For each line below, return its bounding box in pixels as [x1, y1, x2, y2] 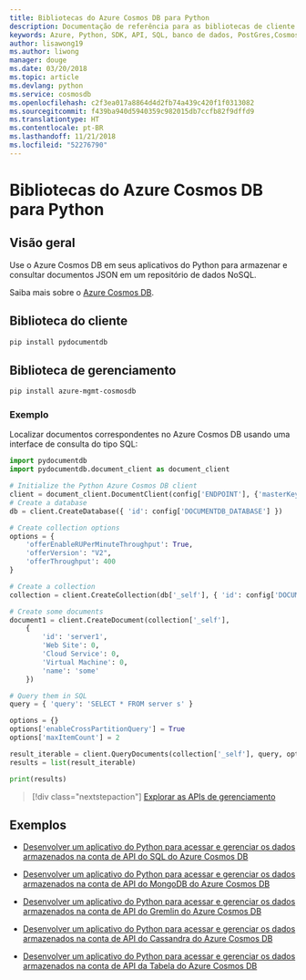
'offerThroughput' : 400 [25, 557, 117, 566]
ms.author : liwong [9, 47, 79, 57]
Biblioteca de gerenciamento [9, 362, 177, 378]
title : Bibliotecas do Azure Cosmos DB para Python [9, 13, 209, 23]
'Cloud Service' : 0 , [42, 649, 120, 659]
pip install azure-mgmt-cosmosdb [9, 387, 137, 397]
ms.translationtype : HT [9, 115, 100, 124]
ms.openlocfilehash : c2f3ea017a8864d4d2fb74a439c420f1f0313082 [9, 98, 255, 108]
